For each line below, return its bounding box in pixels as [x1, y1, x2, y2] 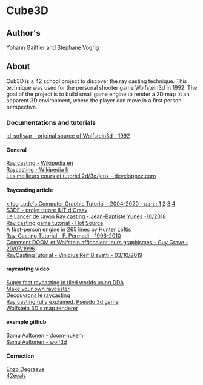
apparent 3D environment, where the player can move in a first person [6, 96, 182, 104]
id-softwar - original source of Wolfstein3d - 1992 [6, 132, 130, 139]
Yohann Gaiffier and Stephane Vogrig [6, 44, 99, 51]
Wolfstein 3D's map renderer [6, 304, 78, 312]
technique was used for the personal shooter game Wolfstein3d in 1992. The [6, 84, 198, 91]
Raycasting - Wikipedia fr [6, 166, 70, 173]
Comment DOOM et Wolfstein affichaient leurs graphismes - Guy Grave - [6, 238, 188, 246]
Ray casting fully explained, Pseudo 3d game [6, 298, 119, 305]
